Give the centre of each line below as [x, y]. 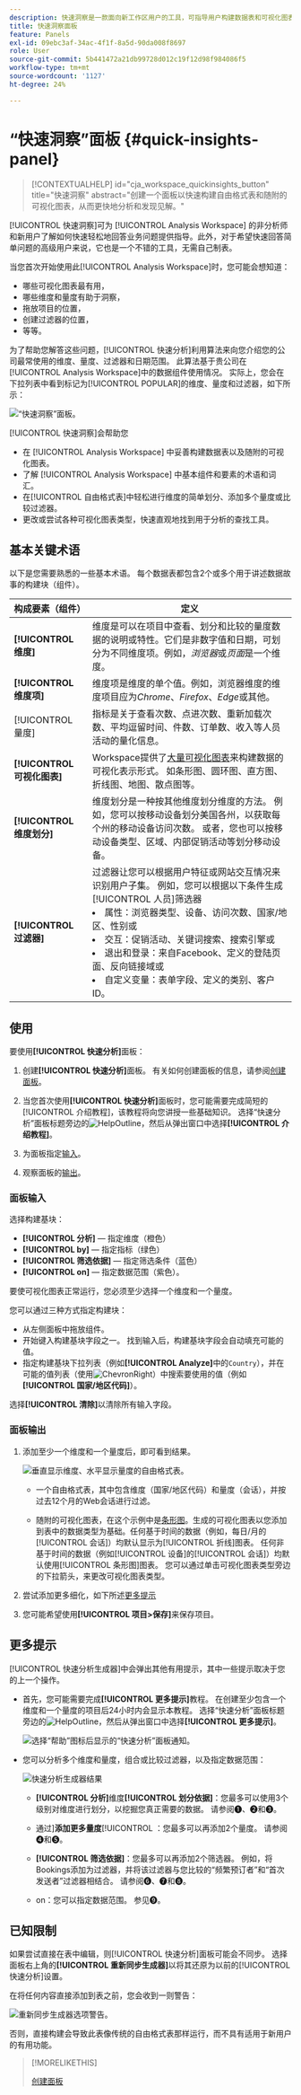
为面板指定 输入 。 [54, 1154]
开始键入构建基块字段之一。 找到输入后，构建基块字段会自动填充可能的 [153, 1341]
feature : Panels [39, 34]
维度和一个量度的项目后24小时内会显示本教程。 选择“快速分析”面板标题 [153, 1710]
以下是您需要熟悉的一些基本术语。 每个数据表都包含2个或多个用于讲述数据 [146, 573]
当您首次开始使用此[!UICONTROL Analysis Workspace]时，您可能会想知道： [150, 267]
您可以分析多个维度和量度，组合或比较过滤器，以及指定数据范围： [144, 1759]
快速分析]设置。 [39, 1976]
